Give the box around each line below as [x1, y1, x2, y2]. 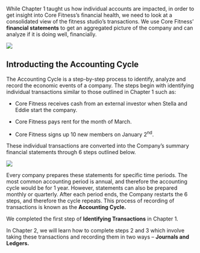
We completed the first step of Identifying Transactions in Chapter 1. [6, 215, 179, 222]
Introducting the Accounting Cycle [6, 60, 139, 70]
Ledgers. [6, 240, 30, 247]
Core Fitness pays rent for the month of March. [14, 117, 132, 125]
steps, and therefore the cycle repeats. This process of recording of [6, 197, 175, 204]
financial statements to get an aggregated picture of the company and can [6, 24, 193, 31]
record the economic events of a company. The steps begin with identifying [6, 81, 194, 89]
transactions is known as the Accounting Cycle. [6, 204, 127, 211]
